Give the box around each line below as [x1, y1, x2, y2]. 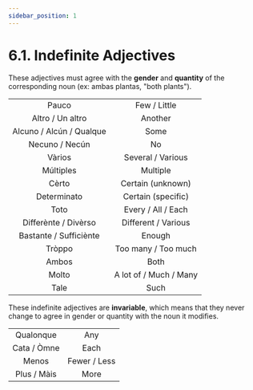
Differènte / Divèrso [22, 217, 96, 228]
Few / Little [135, 100, 177, 111]
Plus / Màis [15, 368, 58, 380]
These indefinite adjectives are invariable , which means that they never [8, 303, 245, 312]
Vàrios [47, 152, 72, 163]
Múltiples [42, 165, 77, 176]
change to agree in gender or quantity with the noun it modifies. [8, 311, 219, 321]
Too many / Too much [114, 242, 198, 254]
